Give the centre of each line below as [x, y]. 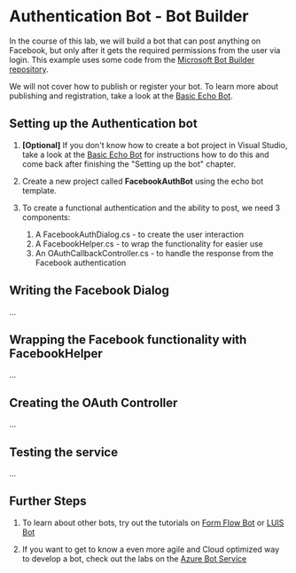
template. [39, 190]
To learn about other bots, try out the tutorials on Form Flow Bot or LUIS [153, 522]
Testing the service [63, 452]
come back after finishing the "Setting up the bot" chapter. [129, 164]
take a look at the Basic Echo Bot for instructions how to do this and [145, 154]
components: [46, 217]
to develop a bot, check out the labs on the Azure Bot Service [134, 558]
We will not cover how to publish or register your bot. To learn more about [144, 86]
